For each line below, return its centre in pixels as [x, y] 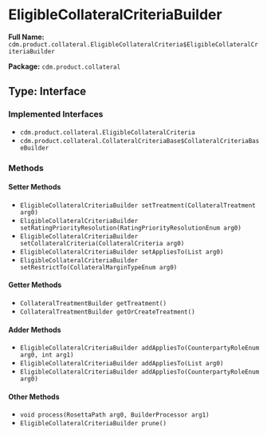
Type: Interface [47, 92]
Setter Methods [35, 187]
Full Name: [26, 37]
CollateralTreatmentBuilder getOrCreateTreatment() [107, 312]
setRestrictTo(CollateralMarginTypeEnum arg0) [98, 267]
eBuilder [34, 148]
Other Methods [34, 397]
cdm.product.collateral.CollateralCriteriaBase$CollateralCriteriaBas [139, 141]
